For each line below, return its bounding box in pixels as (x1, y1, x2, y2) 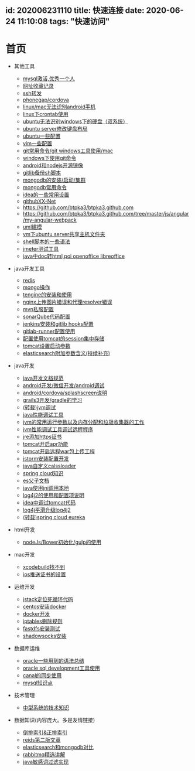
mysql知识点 (22, 679, 53, 687)
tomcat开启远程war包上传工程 (22, 448, 95, 455)
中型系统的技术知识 (22, 704, 70, 711)
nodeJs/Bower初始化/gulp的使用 (22, 538, 102, 546)
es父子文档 (22, 477, 50, 485)
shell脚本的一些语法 (22, 238, 71, 245)
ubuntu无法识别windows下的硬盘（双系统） (22, 118, 128, 125)
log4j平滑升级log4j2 (22, 506, 71, 514)
